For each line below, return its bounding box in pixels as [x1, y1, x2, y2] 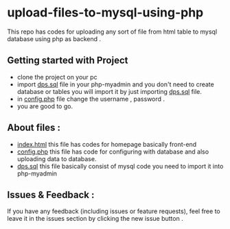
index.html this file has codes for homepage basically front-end [16, 140, 197, 148]
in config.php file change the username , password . [16, 95, 165, 103]
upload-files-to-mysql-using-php [7, 5, 204, 21]
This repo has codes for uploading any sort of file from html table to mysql [7, 27, 218, 36]
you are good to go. [16, 101, 73, 110]
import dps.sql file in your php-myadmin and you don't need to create [16, 80, 214, 88]
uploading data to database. [16, 154, 97, 162]
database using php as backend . [7, 34, 102, 43]
